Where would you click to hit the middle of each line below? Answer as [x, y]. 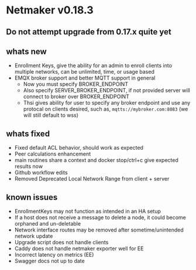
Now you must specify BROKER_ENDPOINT [76, 84]
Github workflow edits [41, 172]
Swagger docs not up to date [49, 261]
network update [34, 236]
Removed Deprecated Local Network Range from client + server [92, 179]
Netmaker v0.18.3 [50, 10]
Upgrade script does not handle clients [61, 243]
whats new [26, 51]
